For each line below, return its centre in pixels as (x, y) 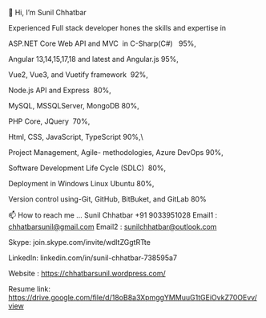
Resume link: (29, 289)
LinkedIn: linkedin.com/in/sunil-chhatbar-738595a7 (93, 258)
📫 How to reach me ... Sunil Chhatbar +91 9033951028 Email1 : (113, 215)
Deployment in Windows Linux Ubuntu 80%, (81, 183)
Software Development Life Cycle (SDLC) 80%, (87, 168)
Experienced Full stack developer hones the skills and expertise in (117, 28)
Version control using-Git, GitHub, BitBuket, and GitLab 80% (107, 199)
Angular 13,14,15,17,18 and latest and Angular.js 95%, (93, 59)
